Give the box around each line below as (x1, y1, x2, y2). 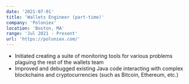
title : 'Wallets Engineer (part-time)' (6, 14, 105, 20)
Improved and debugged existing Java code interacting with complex (14, 65, 184, 72)
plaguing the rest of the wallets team (14, 59, 105, 66)
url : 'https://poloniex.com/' (6, 36, 81, 42)
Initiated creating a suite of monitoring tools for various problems (14, 53, 173, 59)
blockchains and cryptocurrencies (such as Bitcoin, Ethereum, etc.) (14, 72, 179, 78)
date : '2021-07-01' (6, 8, 54, 15)
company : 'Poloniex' (6, 20, 57, 25)
